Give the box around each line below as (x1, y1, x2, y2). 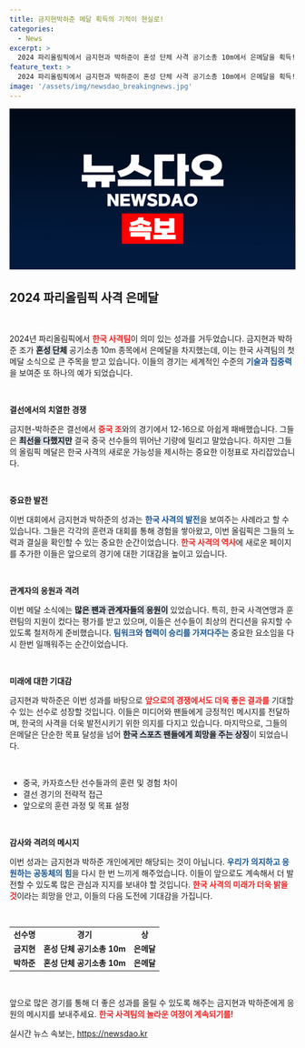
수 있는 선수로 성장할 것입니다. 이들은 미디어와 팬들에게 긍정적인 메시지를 (9, 706, 266, 718)
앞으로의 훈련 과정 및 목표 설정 (22, 801, 130, 811)
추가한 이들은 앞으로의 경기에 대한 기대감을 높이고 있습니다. (18, 549, 228, 559)
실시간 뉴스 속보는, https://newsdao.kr (9, 1028, 148, 1039)
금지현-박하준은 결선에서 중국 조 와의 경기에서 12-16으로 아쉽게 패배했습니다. (9, 424, 278, 435)
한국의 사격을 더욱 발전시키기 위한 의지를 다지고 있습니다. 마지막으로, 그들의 (21, 718, 288, 729)
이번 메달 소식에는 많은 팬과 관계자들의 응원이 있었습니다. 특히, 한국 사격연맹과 (9, 605, 284, 616)
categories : (9, 24, 54, 34)
